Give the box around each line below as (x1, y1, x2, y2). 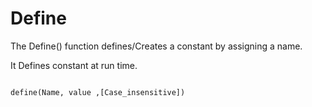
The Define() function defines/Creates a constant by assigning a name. (10, 40, 303, 52)
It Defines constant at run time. (10, 59, 138, 71)
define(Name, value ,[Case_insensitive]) (10, 87, 186, 97)
